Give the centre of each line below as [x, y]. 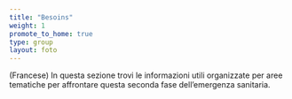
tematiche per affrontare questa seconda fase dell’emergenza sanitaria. [140, 85]
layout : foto [33, 50]
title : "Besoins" [41, 17]
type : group [31, 42]
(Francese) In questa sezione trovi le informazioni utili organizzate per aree [146, 75]
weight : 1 [28, 26]
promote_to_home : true [51, 34]
